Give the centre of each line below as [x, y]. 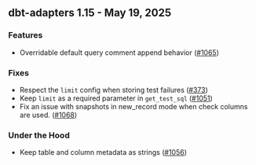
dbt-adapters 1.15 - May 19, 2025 [90, 13]
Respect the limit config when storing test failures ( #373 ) [113, 90]
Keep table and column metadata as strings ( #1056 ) [103, 152]
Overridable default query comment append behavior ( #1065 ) [119, 52]
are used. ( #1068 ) [48, 115]
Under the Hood [39, 135]
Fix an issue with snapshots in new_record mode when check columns [133, 106]
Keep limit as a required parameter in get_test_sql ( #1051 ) [116, 98]
